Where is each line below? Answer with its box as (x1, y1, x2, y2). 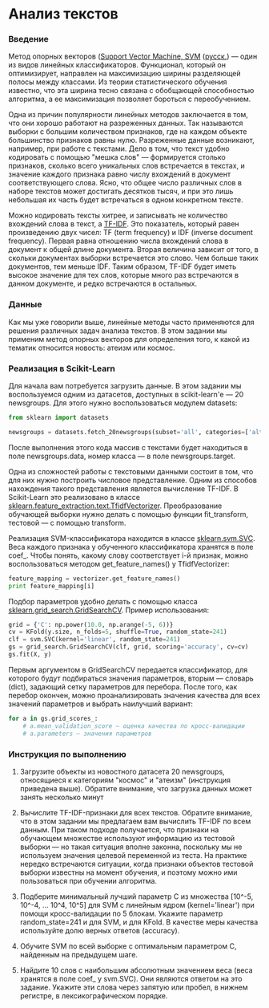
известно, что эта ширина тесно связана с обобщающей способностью (8, 86, 255, 96)
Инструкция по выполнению (8, 748, 126, 759)
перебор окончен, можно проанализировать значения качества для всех (8, 690, 261, 700)
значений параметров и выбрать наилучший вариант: (8, 699, 194, 709)
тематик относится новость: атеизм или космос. (8, 343, 175, 352)
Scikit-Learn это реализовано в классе (8, 492, 140, 502)
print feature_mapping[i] (8, 582, 94, 590)
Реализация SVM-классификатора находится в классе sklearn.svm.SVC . (8, 533, 256, 543)
